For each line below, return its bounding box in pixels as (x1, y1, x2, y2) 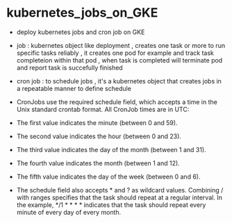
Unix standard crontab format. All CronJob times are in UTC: (16, 105, 190, 113)
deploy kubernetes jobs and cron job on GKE (16, 28, 145, 36)
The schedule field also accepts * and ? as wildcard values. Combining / (16, 185, 224, 194)
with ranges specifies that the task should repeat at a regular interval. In (16, 193, 223, 201)
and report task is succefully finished (16, 63, 123, 72)
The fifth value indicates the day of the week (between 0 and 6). (16, 172, 201, 181)
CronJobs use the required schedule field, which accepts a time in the (16, 97, 218, 106)
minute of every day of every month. (16, 208, 122, 216)
